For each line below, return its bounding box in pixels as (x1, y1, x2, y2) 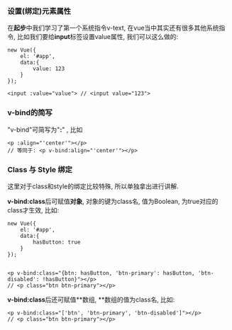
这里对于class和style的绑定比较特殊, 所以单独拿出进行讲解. (7, 182, 179, 190)
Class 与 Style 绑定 (7, 164, 73, 174)
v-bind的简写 (7, 108, 53, 118)
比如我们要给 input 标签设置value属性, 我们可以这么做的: (16, 33, 179, 41)
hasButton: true (33, 239, 81, 246)
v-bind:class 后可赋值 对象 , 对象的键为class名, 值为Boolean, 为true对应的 (7, 197, 219, 205)
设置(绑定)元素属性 (7, 6, 72, 16)
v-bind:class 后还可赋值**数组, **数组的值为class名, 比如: (7, 295, 175, 304)
